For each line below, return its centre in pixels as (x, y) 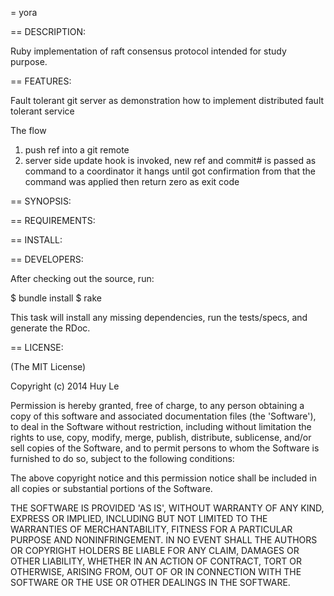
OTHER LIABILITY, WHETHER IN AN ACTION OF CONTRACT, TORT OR (156, 561)
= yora (24, 12)
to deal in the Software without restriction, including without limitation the (161, 426)
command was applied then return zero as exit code (132, 181)
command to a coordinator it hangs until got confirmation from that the (170, 171)
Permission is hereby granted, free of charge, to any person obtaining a (157, 405)
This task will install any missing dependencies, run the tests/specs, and (159, 317)
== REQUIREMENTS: (53, 220)
